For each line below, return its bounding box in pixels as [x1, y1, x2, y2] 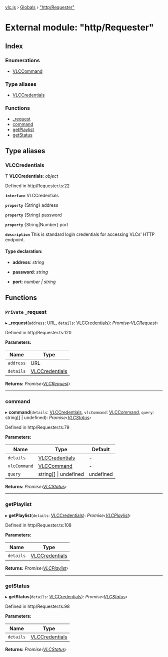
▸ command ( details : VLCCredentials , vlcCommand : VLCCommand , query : [5, 409, 154, 416]
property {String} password [5, 212, 62, 218]
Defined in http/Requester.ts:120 [5, 330, 71, 336]
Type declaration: [5, 248, 43, 254]
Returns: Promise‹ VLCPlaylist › [5, 565, 68, 571]
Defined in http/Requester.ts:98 [5, 603, 70, 609]
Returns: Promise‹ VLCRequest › [5, 381, 70, 387]
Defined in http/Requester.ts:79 [5, 424, 70, 431]
